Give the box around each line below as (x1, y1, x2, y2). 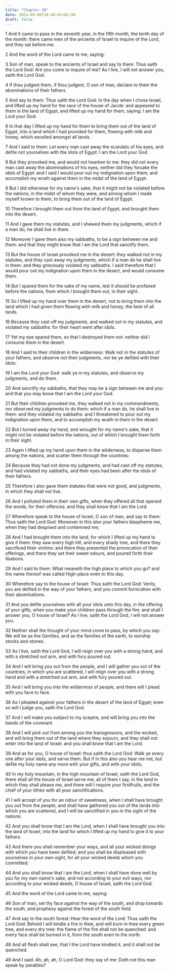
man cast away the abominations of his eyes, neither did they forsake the (5, 165, 158, 171)
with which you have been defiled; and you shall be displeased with (5, 849, 146, 855)
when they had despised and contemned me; (5, 524, 100, 530)
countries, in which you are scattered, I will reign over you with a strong (5, 669, 154, 675)
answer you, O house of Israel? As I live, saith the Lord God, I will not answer (5, 612, 165, 618)
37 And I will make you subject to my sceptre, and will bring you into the (5, 714, 155, 720)
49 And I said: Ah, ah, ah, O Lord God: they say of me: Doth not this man (5, 957, 156, 963)
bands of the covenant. (5, 720, 54, 726)
